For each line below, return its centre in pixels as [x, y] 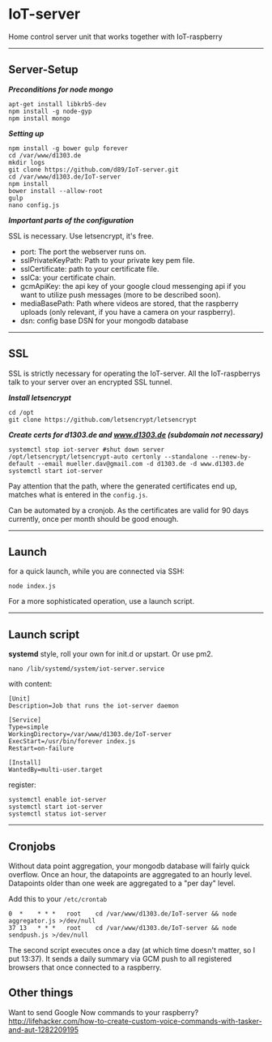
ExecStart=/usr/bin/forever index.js [72, 742]
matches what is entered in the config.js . [78, 494]
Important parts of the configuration [71, 220]
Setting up [26, 133]
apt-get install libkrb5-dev [57, 104]
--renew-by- [231, 456]
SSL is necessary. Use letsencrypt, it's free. [81, 235]
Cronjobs [32, 846]
